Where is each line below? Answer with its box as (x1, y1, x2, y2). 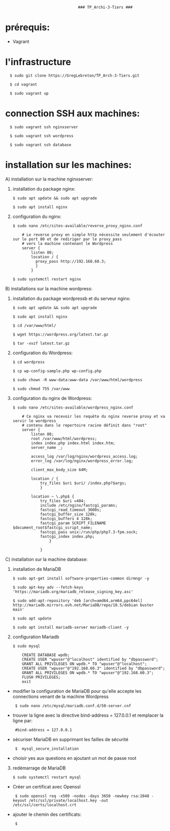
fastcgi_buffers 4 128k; (40, 516, 93, 521)
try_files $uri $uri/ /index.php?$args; (40, 480, 127, 485)
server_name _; (31, 445, 63, 450)
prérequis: (5, 22, 50, 33)
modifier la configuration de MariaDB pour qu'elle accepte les (12, 688, 142, 694)
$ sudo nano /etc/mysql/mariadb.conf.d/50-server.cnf (15, 703, 131, 709)
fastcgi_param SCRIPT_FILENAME (40, 520, 107, 526)
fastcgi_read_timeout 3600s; (40, 507, 101, 512)
